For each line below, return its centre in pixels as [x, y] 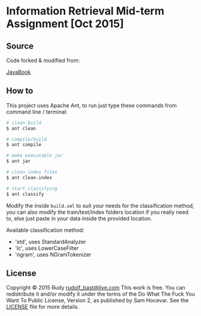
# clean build [24, 123]
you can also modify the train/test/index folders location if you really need [97, 212]
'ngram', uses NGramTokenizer [53, 254]
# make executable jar [34, 156]
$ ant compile [24, 145]
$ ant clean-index [29, 178]
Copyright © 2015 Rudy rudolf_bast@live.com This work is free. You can [96, 288]
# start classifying [32, 188]
